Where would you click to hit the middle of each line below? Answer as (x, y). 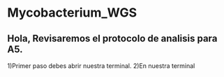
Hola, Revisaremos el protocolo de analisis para (112, 38)
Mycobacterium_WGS (72, 13)
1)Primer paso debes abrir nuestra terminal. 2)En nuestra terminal (101, 66)
